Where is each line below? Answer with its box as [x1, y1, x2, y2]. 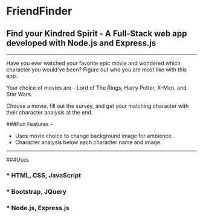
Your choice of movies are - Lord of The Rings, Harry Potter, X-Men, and [6, 84, 187, 91]
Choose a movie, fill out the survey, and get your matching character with [6, 102, 189, 110]
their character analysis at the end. [6, 109, 93, 116]
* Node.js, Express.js [6, 203, 69, 212]
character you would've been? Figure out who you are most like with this [6, 66, 187, 73]
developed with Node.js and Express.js [6, 38, 156, 48]
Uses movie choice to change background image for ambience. [14, 132, 173, 139]
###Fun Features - [6, 121, 53, 128]
